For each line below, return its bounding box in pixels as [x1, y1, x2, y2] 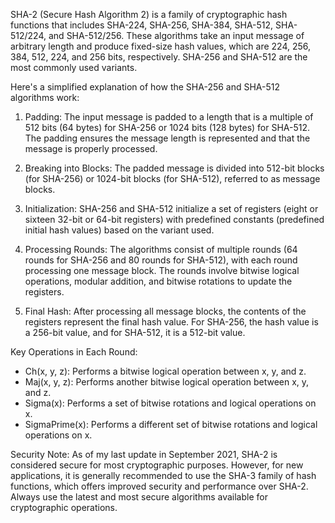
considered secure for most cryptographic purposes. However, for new [10, 459, 304, 471]
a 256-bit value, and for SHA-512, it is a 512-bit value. [24, 327, 246, 338]
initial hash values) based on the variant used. [24, 224, 215, 236]
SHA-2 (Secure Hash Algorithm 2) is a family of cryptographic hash [10, 9, 288, 20]
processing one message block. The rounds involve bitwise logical [24, 265, 300, 276]
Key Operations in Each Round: [10, 346, 138, 358]
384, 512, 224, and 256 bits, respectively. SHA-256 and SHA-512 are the [10, 51, 308, 63]
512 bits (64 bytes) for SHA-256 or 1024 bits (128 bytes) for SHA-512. [24, 122, 311, 133]
